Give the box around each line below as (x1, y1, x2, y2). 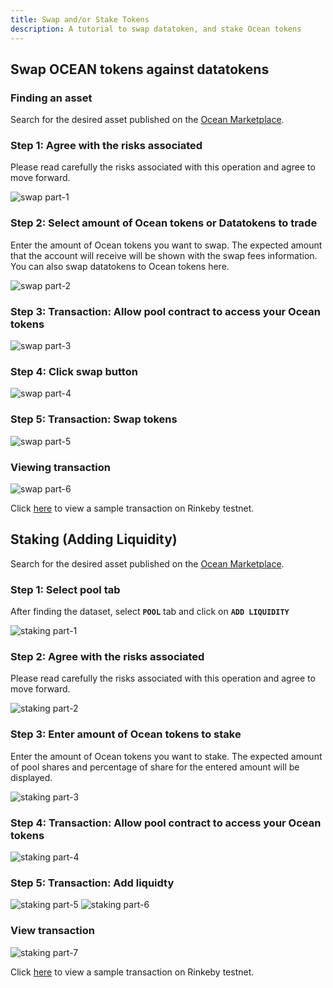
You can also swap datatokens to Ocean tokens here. (10, 260, 230, 272)
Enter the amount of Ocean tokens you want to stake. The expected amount (10, 750, 323, 762)
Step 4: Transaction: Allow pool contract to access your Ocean (10, 816, 322, 830)
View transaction (10, 924, 95, 938)
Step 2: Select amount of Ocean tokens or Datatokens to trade (10, 216, 318, 230)
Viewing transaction (10, 460, 111, 474)
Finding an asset (10, 91, 93, 105)
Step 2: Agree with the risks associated (10, 650, 205, 663)
